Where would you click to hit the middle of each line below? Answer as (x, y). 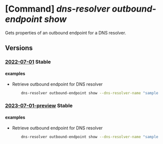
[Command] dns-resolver (58, 9)
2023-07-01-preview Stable (39, 106)
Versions (19, 48)
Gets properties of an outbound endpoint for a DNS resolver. (66, 33)
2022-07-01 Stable (28, 62)
